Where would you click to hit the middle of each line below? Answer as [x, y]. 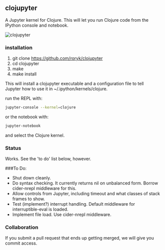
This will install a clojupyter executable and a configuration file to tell [74, 84]
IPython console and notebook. [37, 25]
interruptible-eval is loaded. [40, 210]
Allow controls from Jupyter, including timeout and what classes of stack [86, 194]
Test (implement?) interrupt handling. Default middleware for [74, 204]
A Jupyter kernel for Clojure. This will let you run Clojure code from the [77, 20]
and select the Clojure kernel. [35, 135]
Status [13, 148]
